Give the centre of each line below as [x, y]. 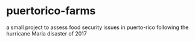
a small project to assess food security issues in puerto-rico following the [97, 27]
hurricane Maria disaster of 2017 [47, 33]
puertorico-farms [51, 11]
